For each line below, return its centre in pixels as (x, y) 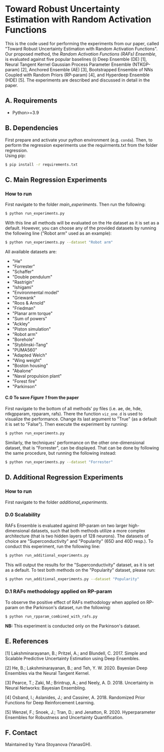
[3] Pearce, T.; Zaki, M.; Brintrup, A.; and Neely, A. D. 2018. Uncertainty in (79, 682)
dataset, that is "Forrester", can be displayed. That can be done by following (82, 447)
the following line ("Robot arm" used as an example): (58, 233)
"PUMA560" (25, 350)
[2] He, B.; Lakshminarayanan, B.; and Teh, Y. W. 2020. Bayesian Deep (76, 668)
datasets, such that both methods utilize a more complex (88, 530)
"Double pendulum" (32, 277)
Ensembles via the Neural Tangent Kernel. (47, 673)
